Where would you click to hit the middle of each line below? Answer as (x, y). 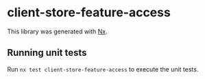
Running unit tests (47, 53)
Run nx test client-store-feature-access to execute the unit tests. (103, 69)
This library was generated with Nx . (57, 31)
